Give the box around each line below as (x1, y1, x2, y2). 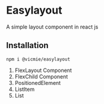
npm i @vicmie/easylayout (6, 56, 70, 62)
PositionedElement (14, 79, 61, 86)
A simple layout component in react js (6, 23, 99, 30)
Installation (6, 40, 49, 51)
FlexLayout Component (14, 67, 73, 74)
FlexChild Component (14, 73, 68, 80)
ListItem (14, 86, 34, 93)
